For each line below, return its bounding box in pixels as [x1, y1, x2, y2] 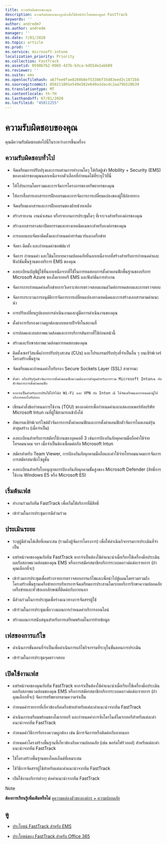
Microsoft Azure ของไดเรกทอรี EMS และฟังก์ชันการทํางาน [12, 274, 115, 280]
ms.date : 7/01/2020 [5, 36, 46, 41]
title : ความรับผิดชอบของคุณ [5, 7, 52, 13]
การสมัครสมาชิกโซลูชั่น [12, 456, 50, 462]
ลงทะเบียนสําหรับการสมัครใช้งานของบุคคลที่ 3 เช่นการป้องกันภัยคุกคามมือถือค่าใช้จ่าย [12, 435, 151, 441]
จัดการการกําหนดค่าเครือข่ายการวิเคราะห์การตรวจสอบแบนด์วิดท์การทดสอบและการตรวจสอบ [12, 284, 161, 290]
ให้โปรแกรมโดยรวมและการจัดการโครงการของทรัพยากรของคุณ [12, 182, 115, 188]
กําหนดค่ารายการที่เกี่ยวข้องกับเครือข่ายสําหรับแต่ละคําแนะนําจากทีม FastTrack [12, 704, 141, 710]
